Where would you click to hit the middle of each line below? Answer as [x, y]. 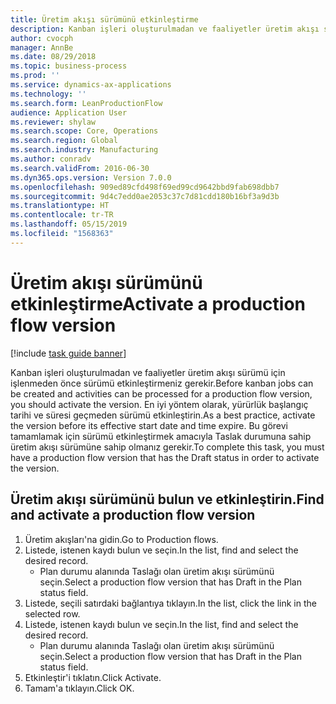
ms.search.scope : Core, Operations [84, 131]
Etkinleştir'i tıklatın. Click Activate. [93, 677]
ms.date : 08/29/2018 [53, 57]
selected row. [52, 613]
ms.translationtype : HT [60, 206]
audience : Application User [69, 112]
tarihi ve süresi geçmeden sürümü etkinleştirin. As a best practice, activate [163, 415]
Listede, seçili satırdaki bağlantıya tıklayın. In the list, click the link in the [170, 603]
